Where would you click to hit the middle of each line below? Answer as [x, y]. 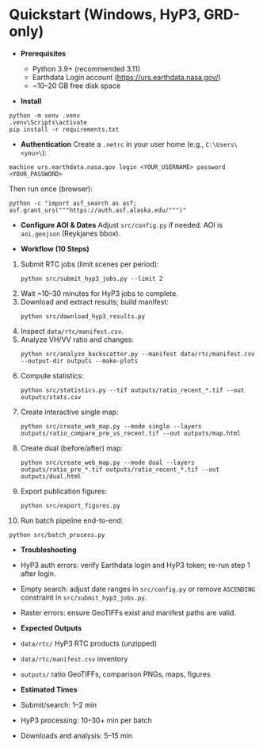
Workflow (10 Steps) [55, 248]
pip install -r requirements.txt [64, 129]
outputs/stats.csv [51, 397]
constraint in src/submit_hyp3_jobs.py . [84, 597]
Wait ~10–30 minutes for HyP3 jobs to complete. [99, 293]
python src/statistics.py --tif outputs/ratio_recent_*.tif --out [132, 390]
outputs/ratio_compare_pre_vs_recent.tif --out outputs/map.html [130, 433]
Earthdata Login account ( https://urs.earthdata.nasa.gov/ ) [126, 77]
